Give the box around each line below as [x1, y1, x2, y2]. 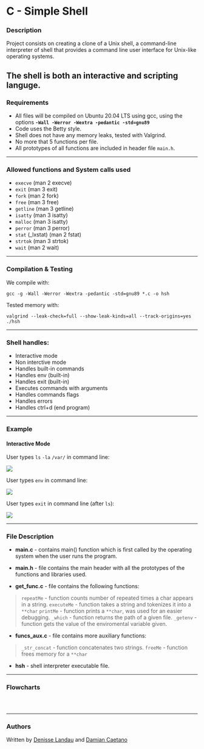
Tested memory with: [6, 301, 59, 308]
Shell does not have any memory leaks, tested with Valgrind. [15, 132, 167, 139]
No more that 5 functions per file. [15, 138, 98, 146]
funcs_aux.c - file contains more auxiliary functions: [15, 632, 147, 639]
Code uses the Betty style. [15, 125, 82, 132]
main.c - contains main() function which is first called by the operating [15, 546, 192, 553]
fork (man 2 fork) [15, 192, 59, 199]
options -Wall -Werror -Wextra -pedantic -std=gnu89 [15, 119, 150, 126]
